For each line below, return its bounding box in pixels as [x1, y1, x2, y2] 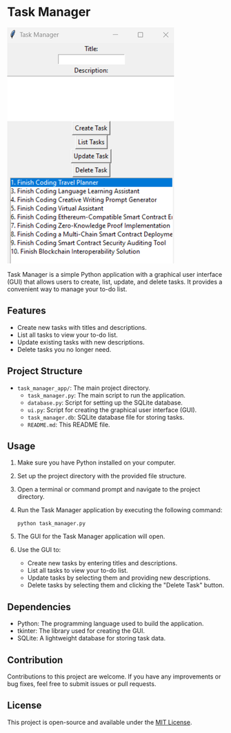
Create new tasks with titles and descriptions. [17, 323, 147, 331]
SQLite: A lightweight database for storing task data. [17, 634, 166, 643]
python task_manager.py [17, 520, 86, 527]
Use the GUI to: [17, 546, 61, 554]
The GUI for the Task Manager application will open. [17, 532, 165, 540]
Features [7, 305, 46, 317]
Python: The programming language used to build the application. [17, 619, 204, 628]
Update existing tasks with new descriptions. [17, 338, 145, 346]
